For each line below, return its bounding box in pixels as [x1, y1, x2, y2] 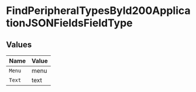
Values [6, 40, 32, 49]
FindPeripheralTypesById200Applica [6, 4, 191, 17]
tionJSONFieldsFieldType [6, 16, 133, 30]
